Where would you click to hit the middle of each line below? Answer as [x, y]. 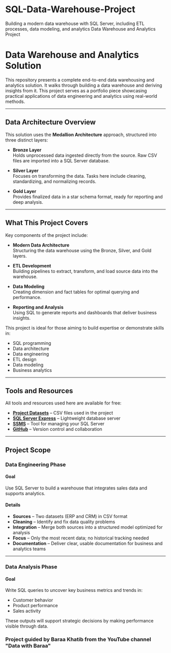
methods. [15, 101]
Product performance [35, 606]
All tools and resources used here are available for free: [63, 403]
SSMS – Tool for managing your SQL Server [59, 424]
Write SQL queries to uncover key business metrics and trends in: [74, 590]
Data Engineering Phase [36, 465]
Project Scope [28, 450]
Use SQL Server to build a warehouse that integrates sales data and [76, 488]
